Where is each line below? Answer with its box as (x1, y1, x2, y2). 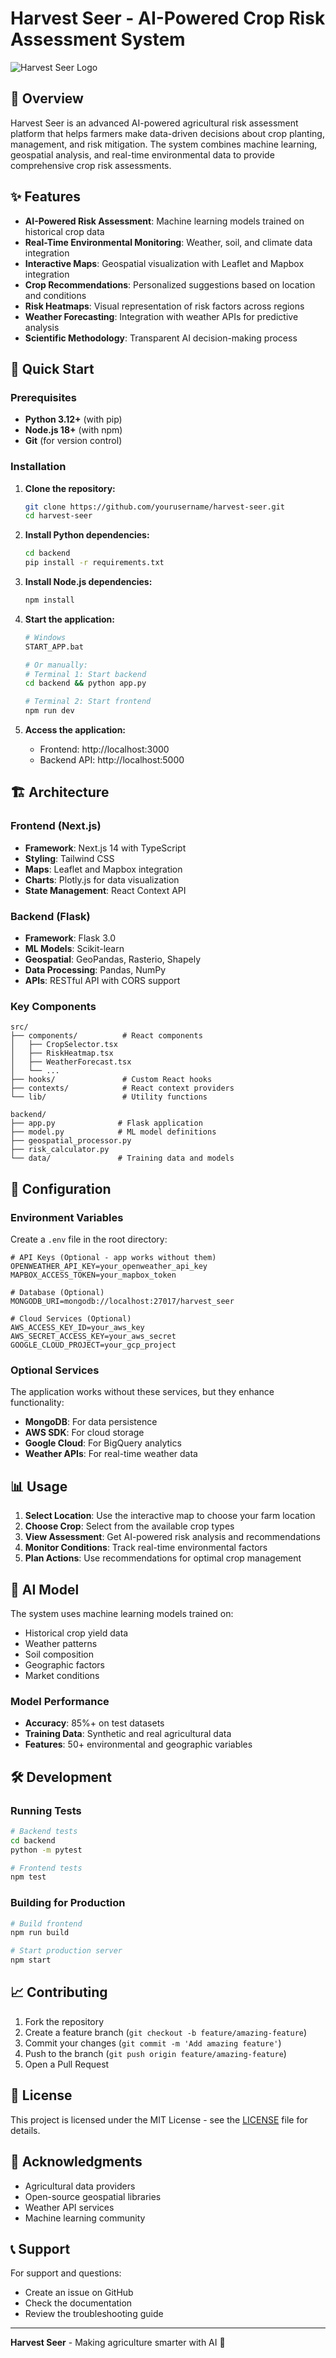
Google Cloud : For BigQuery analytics (24, 1437, 182, 1449)
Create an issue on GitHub (24, 2287, 134, 2299)
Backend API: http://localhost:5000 (39, 754, 185, 766)
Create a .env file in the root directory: (10, 1233, 168, 1246)
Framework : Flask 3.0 (24, 932, 116, 944)
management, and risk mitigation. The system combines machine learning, (10, 138, 318, 150)
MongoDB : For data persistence (24, 1416, 158, 1428)
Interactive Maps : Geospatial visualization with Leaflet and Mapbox (24, 257, 305, 269)
